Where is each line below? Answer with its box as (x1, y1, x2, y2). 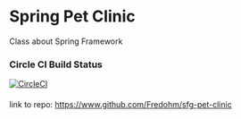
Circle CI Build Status (9, 58, 103, 71)
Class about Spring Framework (9, 36, 123, 47)
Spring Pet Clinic (9, 6, 136, 27)
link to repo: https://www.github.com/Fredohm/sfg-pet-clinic (9, 98, 232, 109)
